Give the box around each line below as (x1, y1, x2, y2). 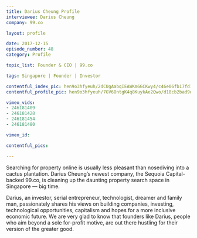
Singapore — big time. (6, 183, 60, 190)
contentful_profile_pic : (6, 89, 67, 95)
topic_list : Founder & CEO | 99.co (6, 62, 93, 68)
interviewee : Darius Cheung (6, 14, 75, 20)
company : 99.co (6, 19, 43, 25)
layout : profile (6, 30, 46, 36)
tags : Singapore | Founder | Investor (6, 73, 101, 79)
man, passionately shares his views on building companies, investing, (6, 200, 174, 207)
